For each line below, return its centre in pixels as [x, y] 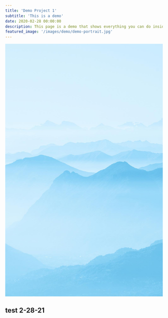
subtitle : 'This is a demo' [34, 16]
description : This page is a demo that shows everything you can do [78, 27]
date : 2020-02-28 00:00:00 [33, 21]
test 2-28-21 [25, 310]
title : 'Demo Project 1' [31, 11]
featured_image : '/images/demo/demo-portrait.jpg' [59, 32]
